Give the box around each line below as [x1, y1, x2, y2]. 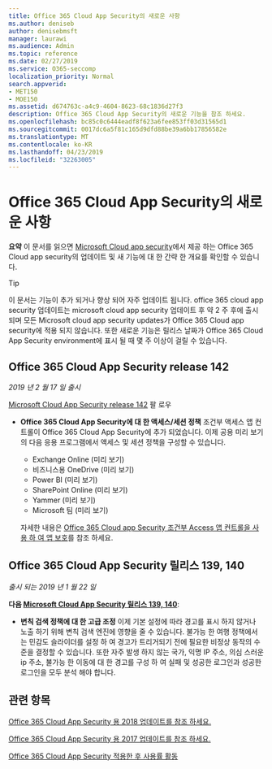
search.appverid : [8, 80, 67, 88]
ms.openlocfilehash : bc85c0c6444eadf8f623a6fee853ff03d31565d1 [8, 118, 227, 126]
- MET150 [8, 87, 38, 96]
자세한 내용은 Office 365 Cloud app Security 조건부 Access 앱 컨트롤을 [19, 523, 251, 532]
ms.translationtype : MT [8, 133, 89, 141]
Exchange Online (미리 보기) [32, 454, 125, 464]
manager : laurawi [8, 34, 67, 43]
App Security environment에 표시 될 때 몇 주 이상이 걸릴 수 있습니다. [8, 336, 227, 345]
